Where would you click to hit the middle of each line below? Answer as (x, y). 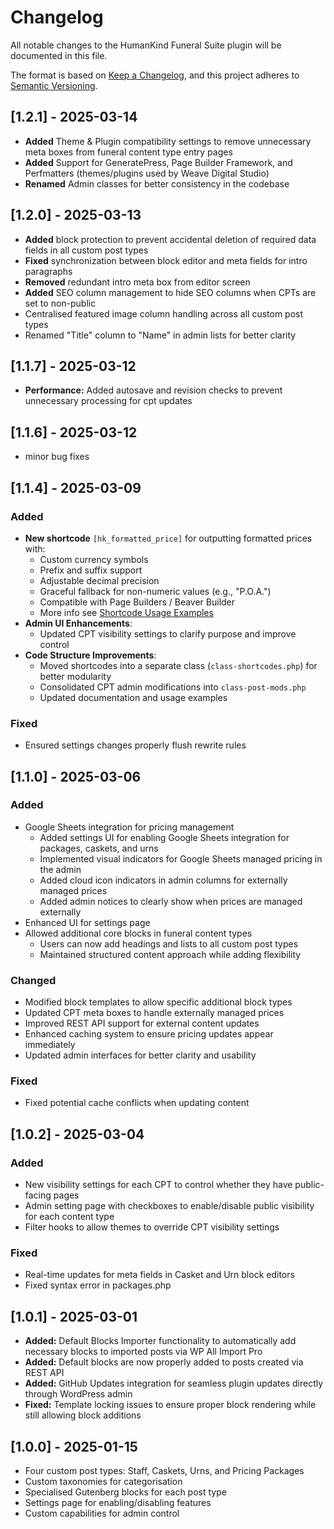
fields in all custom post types (86, 250)
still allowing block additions (83, 1415)
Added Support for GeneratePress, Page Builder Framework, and (158, 162)
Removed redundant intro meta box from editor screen (137, 282)
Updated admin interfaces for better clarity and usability (140, 1055)
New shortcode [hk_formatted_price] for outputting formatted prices (168, 538)
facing (38, 1195)
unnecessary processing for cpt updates (108, 401)
